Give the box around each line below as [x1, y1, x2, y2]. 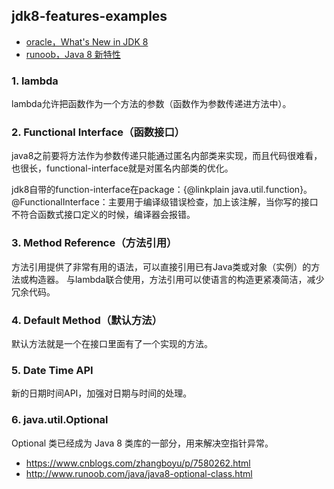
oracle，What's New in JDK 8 [25, 35, 149, 48]
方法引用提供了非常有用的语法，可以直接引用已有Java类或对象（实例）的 [11, 260, 312, 273]
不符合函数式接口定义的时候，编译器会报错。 [11, 209, 196, 221]
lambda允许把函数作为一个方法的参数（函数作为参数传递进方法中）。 [11, 98, 292, 110]
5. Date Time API [11, 363, 94, 377]
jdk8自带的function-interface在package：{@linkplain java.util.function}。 [11, 184, 313, 196]
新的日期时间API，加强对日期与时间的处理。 [11, 387, 193, 399]
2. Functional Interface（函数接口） [11, 125, 186, 139]
